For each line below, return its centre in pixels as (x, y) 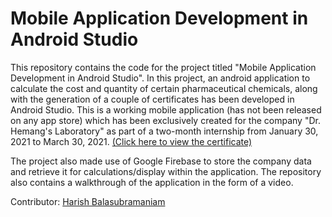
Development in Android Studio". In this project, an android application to (160, 78)
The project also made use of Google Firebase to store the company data (161, 161)
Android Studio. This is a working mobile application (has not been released (166, 109)
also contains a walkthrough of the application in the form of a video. (152, 182)
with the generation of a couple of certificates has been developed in (152, 99)
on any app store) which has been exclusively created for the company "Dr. (165, 120)
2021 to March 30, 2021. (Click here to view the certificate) (131, 141)
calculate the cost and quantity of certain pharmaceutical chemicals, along (164, 88)
